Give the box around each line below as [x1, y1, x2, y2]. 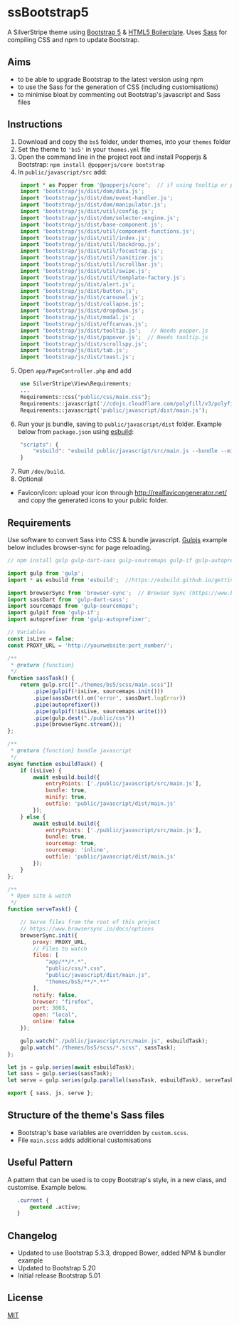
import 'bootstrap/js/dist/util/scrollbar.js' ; [20, 261, 164, 268]
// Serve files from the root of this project [20, 918, 161, 926]
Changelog [7, 1230, 58, 1242]
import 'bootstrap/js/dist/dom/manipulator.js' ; [20, 201, 167, 209]
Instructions [7, 118, 63, 130]
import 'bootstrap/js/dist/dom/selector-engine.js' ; [20, 214, 180, 222]
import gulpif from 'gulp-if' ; [7, 609, 100, 616]
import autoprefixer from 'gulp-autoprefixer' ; [7, 616, 152, 623]
